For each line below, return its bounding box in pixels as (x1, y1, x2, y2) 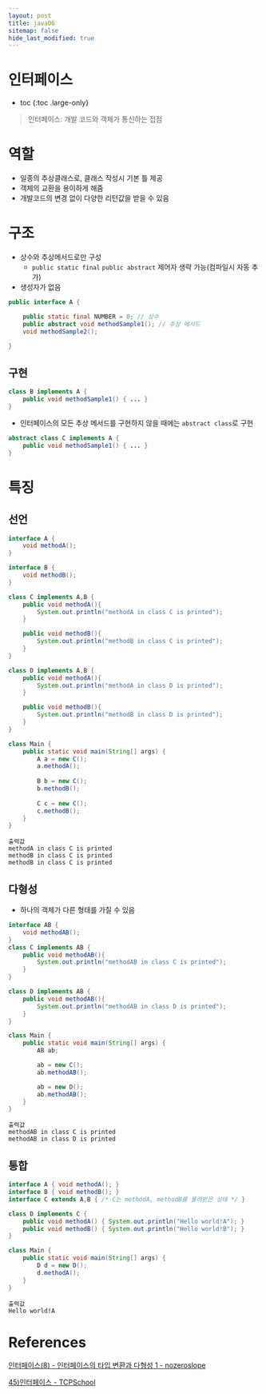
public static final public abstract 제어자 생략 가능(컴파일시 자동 (31, 262, 250, 272)
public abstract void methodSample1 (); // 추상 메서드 (22, 320, 201, 328)
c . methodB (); (37, 807, 81, 815)
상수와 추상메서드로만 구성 (19, 253, 102, 262)
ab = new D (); (37, 1083, 84, 1091)
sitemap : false (8, 26, 59, 34)
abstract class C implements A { (8, 433, 120, 442)
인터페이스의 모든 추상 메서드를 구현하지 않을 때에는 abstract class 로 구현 (19, 417, 254, 428)
